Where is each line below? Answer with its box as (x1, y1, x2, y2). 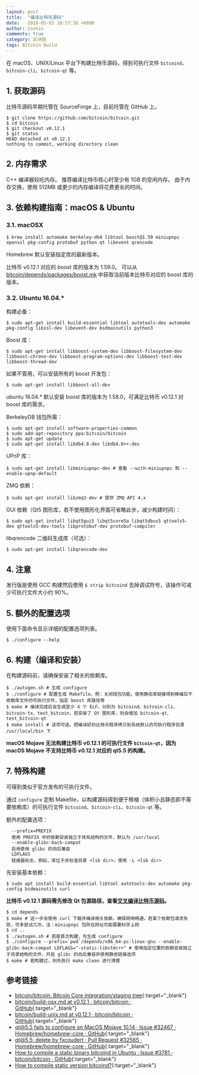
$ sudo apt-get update (6, 436, 63, 442)
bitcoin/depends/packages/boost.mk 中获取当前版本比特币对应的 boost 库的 (6, 271, 194, 278)
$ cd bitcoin (6, 120, 39, 126)
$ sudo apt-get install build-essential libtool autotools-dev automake (6, 320, 191, 326)
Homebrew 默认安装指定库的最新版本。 (6, 251, 103, 258)
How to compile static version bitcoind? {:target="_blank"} (14, 1061, 157, 1068)
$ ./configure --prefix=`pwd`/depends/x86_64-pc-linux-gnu (6, 939, 156, 945)
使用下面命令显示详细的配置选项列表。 (6, 625, 100, 632)
